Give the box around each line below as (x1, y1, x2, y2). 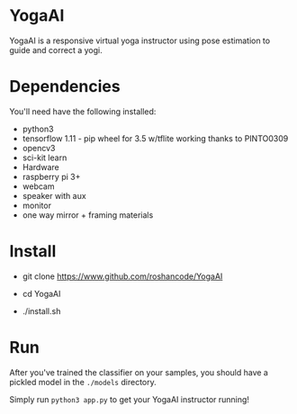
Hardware (22, 161, 60, 172)
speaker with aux (22, 190, 87, 201)
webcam (22, 181, 55, 192)
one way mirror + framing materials (22, 209, 154, 220)
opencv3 (22, 142, 56, 153)
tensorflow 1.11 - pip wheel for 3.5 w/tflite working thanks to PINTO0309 (22, 132, 289, 144)
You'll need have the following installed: (9, 105, 157, 117)
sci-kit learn (22, 152, 67, 163)
